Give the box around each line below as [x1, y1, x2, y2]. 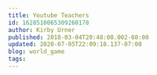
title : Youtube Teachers [8, 11, 89, 20]
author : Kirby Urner [8, 26, 76, 34]
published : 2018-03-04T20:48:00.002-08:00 [8, 33, 149, 41]
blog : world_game [8, 48, 65, 55]
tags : [8, 55, 26, 63]
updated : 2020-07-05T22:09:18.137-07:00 [8, 41, 143, 48]
